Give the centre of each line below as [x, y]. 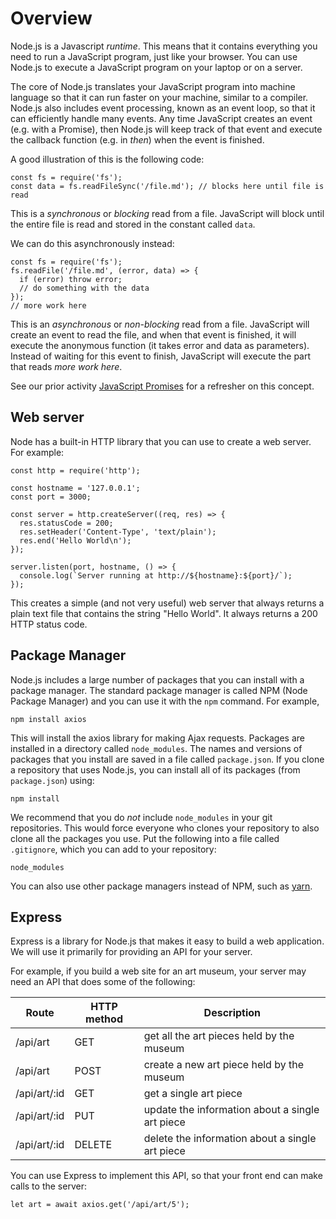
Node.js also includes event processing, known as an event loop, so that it [163, 108]
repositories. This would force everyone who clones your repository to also [165, 828]
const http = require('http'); [75, 470]
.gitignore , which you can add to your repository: [113, 849]
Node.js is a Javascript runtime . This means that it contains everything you [164, 46]
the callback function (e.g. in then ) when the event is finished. [137, 139]
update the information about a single [231, 1110]
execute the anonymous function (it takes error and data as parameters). [160, 345]
